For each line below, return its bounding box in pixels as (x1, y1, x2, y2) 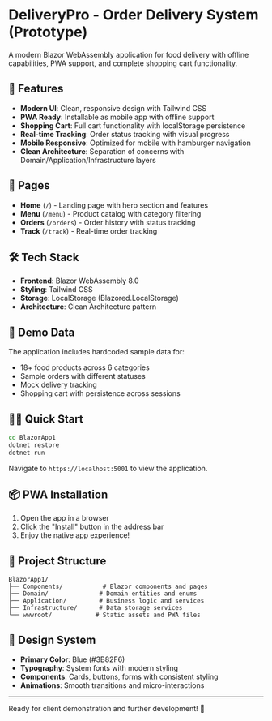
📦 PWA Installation (8, 488, 108, 502)
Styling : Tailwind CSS (19, 285, 93, 294)
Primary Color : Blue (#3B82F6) (19, 654, 125, 664)
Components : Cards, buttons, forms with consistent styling (19, 672, 219, 682)
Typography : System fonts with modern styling (19, 663, 179, 673)
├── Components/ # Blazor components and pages (8, 582, 208, 591)
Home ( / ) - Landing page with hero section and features (19, 200, 209, 210)
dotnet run (8, 448, 45, 457)
